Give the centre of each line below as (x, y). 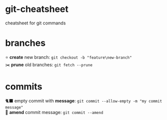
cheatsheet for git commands (35, 23)
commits (24, 87)
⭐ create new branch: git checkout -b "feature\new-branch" (68, 57)
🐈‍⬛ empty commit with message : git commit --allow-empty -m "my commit (84, 101)
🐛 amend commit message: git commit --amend (54, 112)
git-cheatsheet (37, 9)
